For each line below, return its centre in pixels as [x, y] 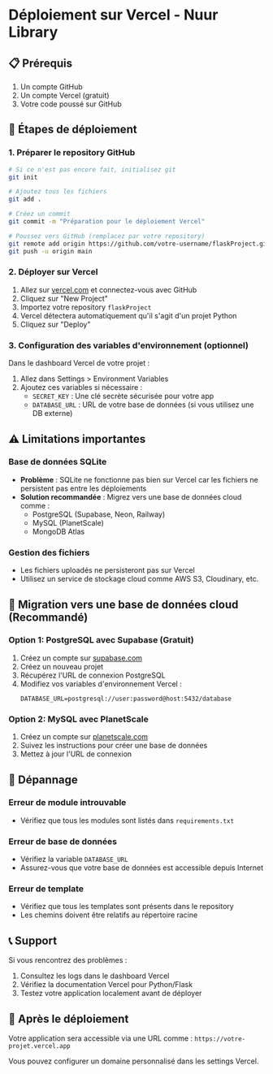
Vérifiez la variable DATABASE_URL [74, 860]
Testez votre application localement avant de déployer [111, 994]
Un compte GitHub [51, 87]
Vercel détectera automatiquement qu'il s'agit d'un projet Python [128, 315]
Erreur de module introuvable [67, 803]
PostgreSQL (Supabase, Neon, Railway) [99, 514]
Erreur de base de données [63, 841]
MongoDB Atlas [58, 531]
